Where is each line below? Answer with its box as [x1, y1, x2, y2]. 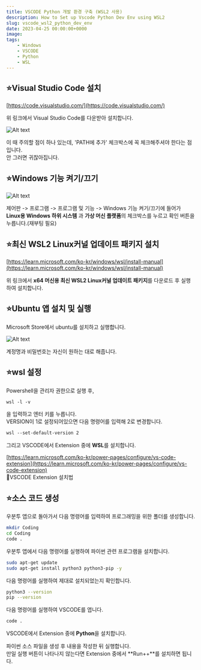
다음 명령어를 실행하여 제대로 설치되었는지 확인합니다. [6, 577, 131, 584]
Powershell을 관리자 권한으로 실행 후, [6, 386, 94, 394]
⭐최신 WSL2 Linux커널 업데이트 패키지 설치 [6, 239, 160, 249]
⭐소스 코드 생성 [6, 493, 59, 503]
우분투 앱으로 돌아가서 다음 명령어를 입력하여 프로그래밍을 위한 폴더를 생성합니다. [6, 513, 196, 520]
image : [6, 31, 23, 37]
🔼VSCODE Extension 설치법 [6, 474, 74, 481]
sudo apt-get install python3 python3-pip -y [6, 565, 122, 571]
